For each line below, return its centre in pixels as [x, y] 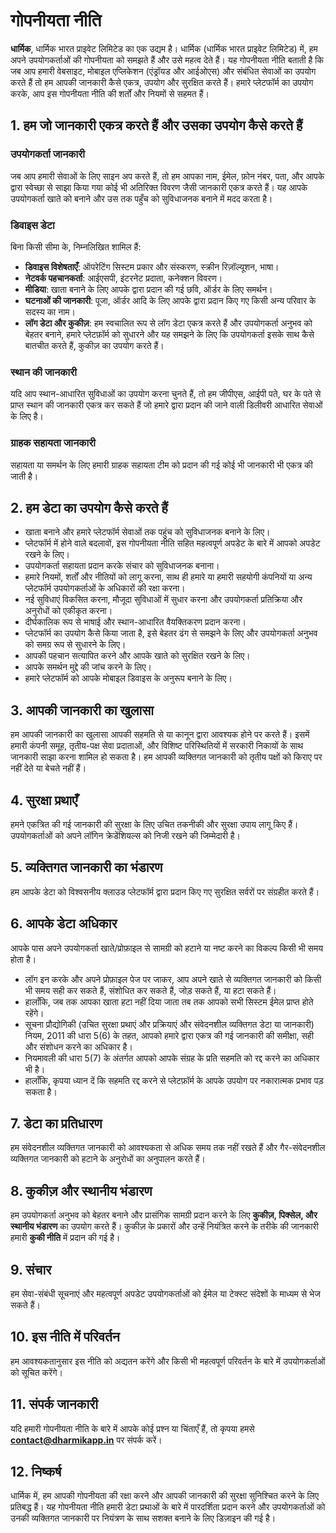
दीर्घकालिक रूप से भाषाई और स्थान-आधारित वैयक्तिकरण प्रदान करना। [135, 622]
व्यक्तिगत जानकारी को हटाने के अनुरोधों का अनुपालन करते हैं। [108, 1159]
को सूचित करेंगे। [36, 1372]
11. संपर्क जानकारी [54, 1404]
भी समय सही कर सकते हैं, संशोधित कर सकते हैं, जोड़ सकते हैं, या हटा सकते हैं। [150, 990]
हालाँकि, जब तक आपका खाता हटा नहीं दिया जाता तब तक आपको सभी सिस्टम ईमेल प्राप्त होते [169, 1001]
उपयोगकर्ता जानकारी [47, 154]
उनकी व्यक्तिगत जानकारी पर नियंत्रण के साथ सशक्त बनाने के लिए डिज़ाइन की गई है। [143, 1518]
